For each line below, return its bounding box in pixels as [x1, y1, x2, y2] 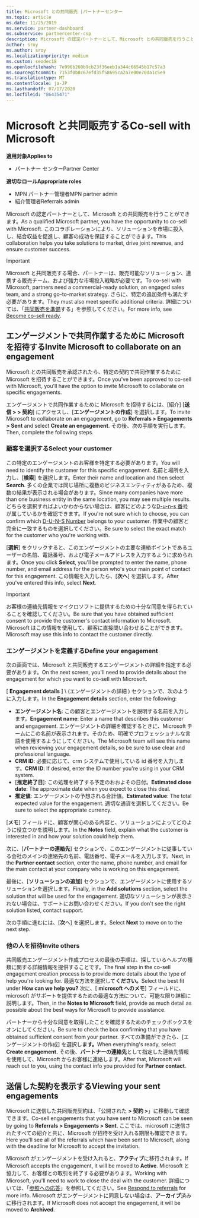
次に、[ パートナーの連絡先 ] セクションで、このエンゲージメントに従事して [6, 845, 188, 853]
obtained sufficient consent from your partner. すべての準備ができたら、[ [6, 1033, 184, 1040]
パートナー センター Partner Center [14, 165, 99, 172]
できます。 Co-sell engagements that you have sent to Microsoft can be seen [6, 1115, 193, 1122]
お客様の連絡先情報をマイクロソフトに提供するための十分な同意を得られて [6, 602, 188, 610]
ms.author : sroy [6, 48, 46, 53]
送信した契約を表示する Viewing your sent [6, 1081, 161, 1091]
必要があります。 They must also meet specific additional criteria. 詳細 [6, 298, 176, 305]
